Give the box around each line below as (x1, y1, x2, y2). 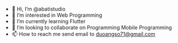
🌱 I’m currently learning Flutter (11, 18, 86, 24)
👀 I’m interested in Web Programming (11, 12, 103, 19)
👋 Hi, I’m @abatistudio (11, 6, 66, 12)
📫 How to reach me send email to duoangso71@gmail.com (11, 31, 156, 37)
